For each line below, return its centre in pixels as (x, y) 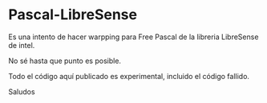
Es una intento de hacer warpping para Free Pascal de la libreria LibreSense (133, 37)
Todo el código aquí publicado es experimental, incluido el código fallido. (129, 76)
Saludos (22, 91)
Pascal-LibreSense (73, 15)
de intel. (22, 45)
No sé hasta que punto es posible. (65, 61)
